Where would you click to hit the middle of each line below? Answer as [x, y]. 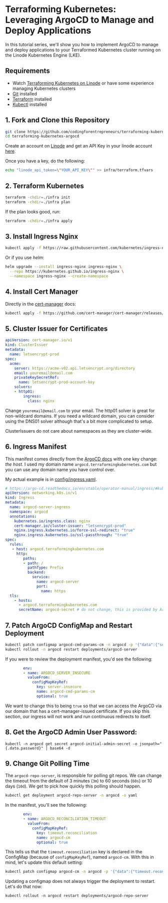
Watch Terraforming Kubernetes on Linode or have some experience [83, 83]
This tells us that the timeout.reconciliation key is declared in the [74, 852]
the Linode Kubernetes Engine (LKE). [43, 55]
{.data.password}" [24, 748]
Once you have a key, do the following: [45, 161]
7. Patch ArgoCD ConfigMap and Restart [69, 625]
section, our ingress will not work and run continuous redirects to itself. [78, 716]
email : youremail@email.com [43, 373]
